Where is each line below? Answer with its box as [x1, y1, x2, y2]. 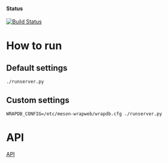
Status [6, 5, 23, 12]
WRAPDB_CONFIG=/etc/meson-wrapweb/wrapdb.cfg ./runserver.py [6, 111, 163, 117]
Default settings [6, 63, 68, 73]
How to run [6, 39, 62, 53]
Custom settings [6, 95, 70, 105]
